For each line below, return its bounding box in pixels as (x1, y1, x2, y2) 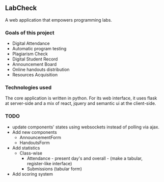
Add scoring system (12, 171, 53, 177)
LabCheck (5, 4, 37, 12)
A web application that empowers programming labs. (5, 17, 112, 23)
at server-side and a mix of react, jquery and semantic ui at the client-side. (5, 100, 156, 106)
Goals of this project (5, 29, 55, 36)
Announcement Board (12, 61, 57, 67)
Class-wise (19, 150, 43, 156)
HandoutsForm (19, 140, 50, 146)
